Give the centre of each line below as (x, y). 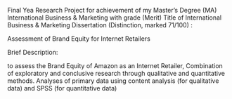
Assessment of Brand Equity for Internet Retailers (79, 39)
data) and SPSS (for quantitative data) (62, 88)
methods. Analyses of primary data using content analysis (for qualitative (113, 81)
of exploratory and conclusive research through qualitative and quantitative (116, 73)
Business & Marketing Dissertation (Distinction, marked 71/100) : (100, 25)
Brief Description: (33, 52)
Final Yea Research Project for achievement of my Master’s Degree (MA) (112, 10)
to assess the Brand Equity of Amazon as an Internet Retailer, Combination (115, 66)
